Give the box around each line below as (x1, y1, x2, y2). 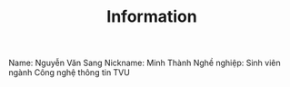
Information (106, 6, 197, 27)
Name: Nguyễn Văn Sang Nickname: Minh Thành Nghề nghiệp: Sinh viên (8, 57, 281, 69)
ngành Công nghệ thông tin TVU (8, 67, 131, 78)
